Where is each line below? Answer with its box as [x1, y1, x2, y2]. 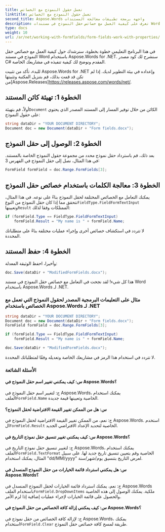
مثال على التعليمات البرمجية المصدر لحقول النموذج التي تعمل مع [5, 296, 141, 303]
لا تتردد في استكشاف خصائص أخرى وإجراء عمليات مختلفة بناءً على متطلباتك [5, 228, 145, 234]
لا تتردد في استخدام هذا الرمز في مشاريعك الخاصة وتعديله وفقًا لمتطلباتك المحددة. [5, 354, 156, 360]
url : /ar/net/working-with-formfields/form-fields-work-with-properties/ [5, 35, 161, 40]
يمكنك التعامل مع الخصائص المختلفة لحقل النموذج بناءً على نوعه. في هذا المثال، [5, 194, 150, 200]
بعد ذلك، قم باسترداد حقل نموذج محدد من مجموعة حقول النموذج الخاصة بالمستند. [5, 153, 155, 159]
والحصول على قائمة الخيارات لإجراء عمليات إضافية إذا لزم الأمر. [5, 493, 122, 499]
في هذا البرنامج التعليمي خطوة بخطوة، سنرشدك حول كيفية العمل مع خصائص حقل [5, 48, 156, 54]
